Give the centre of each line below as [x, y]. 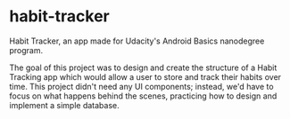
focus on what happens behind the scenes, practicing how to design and [143, 96]
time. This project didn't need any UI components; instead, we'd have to [141, 86]
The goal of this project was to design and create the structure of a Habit [143, 67]
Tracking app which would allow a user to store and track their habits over [145, 76]
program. [26, 50]
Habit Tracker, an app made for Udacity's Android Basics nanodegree [137, 41]
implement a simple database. [64, 105]
